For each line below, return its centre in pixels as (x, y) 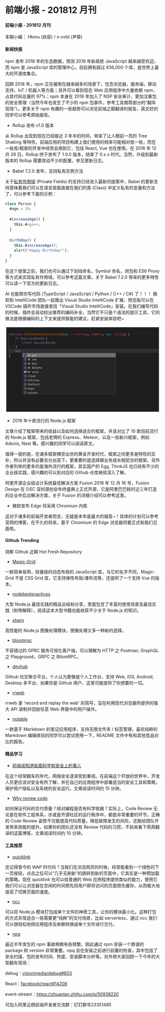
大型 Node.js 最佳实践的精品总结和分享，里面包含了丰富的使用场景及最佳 (79, 604)
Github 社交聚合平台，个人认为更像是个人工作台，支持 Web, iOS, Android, (80, 677)
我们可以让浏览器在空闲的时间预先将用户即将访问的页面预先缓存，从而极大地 (82, 885)
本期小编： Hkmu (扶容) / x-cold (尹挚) (44, 37)
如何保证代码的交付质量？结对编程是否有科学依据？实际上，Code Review (79, 809)
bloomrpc (22, 640)
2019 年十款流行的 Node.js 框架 (44, 421)
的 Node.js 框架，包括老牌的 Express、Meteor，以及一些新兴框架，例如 (77, 437)
